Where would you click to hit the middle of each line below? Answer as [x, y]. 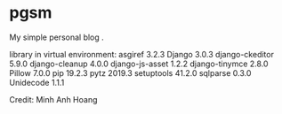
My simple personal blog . [56, 37]
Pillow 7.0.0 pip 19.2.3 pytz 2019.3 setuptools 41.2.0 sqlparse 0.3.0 [130, 72]
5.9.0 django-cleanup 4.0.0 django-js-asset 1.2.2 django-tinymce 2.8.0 [139, 64]
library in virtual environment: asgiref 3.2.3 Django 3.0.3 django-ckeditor [141, 54]
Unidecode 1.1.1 [37, 82]
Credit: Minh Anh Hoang [53, 99]
